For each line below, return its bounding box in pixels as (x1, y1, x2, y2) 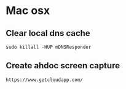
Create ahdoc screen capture (6, 60, 120, 71)
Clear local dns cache (6, 28, 90, 38)
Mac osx (6, 4, 50, 18)
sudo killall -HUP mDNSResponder (6, 44, 92, 50)
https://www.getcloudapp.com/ (6, 77, 84, 83)
